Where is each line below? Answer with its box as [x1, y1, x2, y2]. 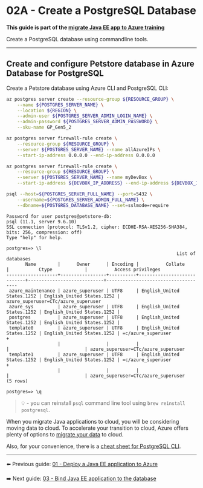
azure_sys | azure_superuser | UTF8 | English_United [8, 303, 180, 310]
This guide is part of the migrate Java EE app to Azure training [6, 24, 165, 31]
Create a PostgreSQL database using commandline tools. [6, 35, 149, 42]
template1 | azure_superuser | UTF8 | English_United [8, 351, 180, 358]
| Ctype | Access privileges [6, 266, 161, 273]
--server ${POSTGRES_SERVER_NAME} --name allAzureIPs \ [17, 146, 161, 152]
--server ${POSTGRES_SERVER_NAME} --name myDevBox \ [17, 174, 153, 181]
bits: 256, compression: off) [6, 229, 83, 236]
